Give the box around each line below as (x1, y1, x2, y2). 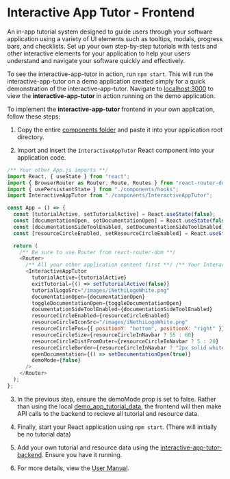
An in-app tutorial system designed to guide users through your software (7, 27, 213, 36)
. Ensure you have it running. (41, 450, 123, 458)
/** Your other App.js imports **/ (7, 167, 109, 173)
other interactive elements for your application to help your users (7, 49, 190, 58)
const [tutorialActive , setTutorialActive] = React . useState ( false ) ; (13, 211, 216, 218)
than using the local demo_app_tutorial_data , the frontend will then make (16, 402, 222, 410)
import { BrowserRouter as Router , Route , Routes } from (7, 180, 173, 186)
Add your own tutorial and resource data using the (16, 443, 159, 452)
